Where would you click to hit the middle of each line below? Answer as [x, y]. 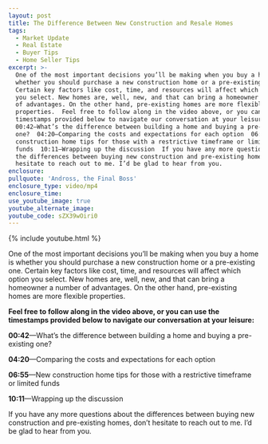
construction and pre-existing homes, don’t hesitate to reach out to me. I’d [130, 422]
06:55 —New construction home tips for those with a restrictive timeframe [130, 375]
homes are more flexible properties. [67, 297]
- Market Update [42, 38]
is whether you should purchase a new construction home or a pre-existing [132, 262]
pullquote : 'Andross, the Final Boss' [73, 179]
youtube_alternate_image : [51, 208]
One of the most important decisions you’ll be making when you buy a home [134, 254]
